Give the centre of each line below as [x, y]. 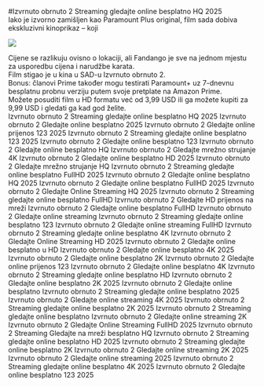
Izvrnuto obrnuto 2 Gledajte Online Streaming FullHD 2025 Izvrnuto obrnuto [130, 325]
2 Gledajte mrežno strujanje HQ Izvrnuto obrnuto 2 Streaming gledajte [121, 166]
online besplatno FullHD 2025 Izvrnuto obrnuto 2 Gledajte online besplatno [129, 175]
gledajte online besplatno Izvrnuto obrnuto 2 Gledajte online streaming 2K [128, 316]
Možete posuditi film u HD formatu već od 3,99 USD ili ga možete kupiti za [128, 100]
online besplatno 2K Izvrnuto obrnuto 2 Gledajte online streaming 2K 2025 [128, 350]
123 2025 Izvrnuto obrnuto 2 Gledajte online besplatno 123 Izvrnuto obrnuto [131, 141]
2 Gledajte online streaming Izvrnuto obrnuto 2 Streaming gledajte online [126, 216]
